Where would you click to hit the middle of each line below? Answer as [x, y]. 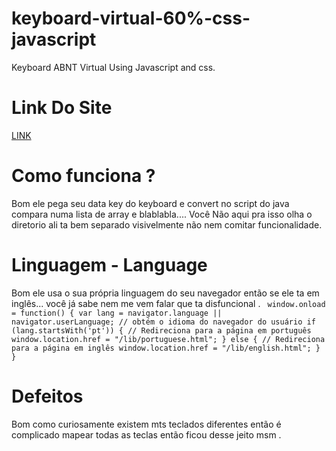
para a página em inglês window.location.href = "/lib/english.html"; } [166, 348]
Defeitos [47, 396]
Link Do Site [62, 108]
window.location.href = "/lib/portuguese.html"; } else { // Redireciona [168, 339]
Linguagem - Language [109, 265]
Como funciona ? [83, 176]
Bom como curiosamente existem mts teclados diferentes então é [146, 424]
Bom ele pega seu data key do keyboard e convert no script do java [150, 203]
